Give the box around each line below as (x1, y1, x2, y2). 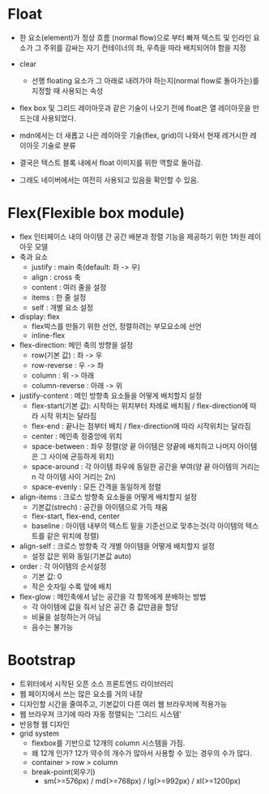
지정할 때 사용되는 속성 (31, 86, 104, 96)
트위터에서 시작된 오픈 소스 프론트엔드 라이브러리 (19, 678, 173, 689)
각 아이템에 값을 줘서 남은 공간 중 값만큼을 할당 (31, 601, 179, 612)
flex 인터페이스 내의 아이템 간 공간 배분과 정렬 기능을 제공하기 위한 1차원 (19, 232, 246, 241)
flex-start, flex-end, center (31, 511, 121, 521)
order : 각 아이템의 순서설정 (19, 561, 107, 571)
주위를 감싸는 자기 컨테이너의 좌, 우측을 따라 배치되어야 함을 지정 (43, 42, 246, 53)
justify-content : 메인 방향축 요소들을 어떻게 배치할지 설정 (19, 391, 203, 400)
